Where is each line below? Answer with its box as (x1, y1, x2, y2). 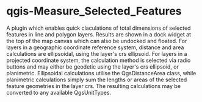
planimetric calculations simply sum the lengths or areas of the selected (6, 76, 187, 83)
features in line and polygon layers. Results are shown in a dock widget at (6, 30, 191, 38)
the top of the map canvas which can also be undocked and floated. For (6, 37, 187, 44)
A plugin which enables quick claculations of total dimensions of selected (6, 24, 191, 32)
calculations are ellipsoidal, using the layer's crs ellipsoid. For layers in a (6, 50, 187, 57)
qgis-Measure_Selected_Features (6, 4, 182, 18)
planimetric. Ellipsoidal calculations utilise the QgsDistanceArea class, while (6, 69, 197, 76)
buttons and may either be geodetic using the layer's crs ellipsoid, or (6, 63, 179, 70)
